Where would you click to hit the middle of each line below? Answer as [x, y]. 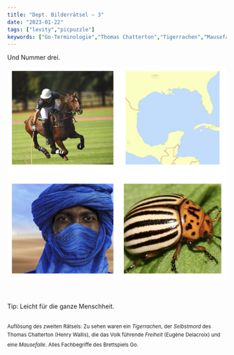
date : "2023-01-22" [36, 22]
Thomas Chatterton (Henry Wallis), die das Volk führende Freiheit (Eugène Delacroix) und [114, 335]
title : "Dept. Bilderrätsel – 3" [56, 15]
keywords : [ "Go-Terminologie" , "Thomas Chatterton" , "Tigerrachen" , [106, 37]
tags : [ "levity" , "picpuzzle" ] [51, 29]
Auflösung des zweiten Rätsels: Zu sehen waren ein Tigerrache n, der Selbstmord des [109, 326]
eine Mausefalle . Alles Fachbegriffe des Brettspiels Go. [73, 345]
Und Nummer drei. [34, 58]
